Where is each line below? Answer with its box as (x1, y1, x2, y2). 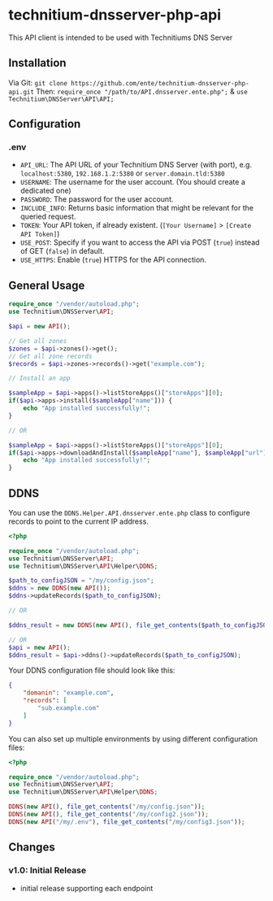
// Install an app (8, 374, 71, 383)
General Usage (8, 278, 85, 292)
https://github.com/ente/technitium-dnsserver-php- (70, 79, 249, 87)
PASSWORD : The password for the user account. (19, 194, 174, 204)
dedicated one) (19, 185, 71, 196)
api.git (8, 88, 35, 96)
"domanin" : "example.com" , (23, 689, 115, 697)
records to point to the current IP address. (8, 516, 149, 526)
